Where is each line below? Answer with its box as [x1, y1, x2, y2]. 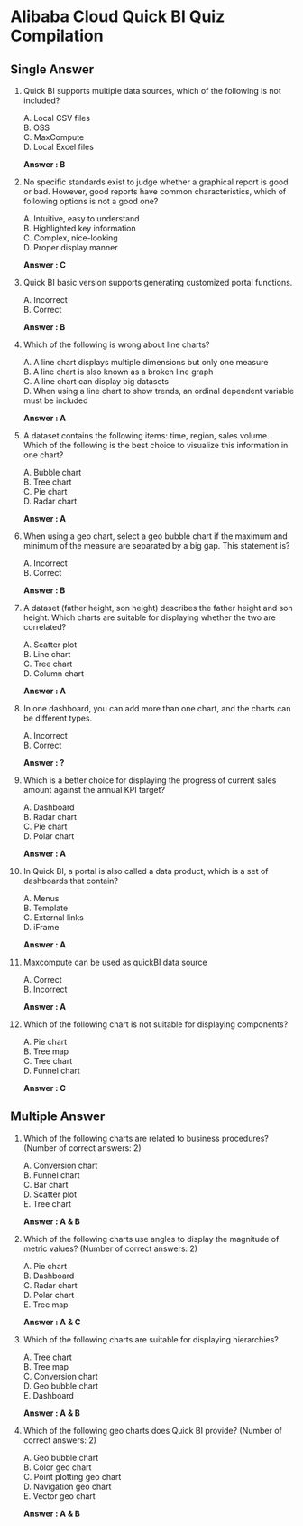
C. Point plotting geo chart [23, 1471, 122, 1482]
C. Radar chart [23, 1279, 78, 1290]
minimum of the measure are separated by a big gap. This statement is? [23, 541, 290, 551]
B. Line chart [23, 649, 71, 659]
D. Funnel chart [23, 1065, 80, 1076]
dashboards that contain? [23, 875, 119, 886]
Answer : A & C [23, 1316, 81, 1327]
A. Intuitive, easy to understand [23, 213, 140, 223]
